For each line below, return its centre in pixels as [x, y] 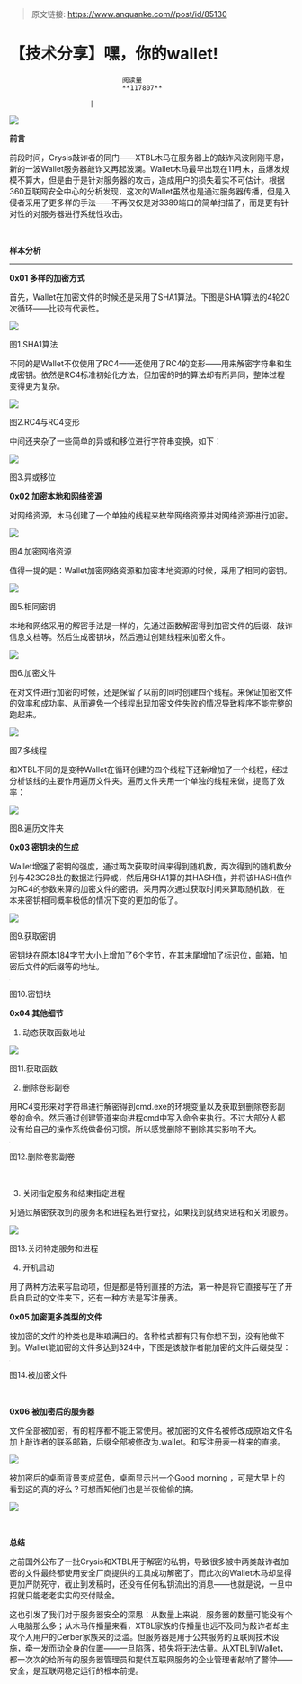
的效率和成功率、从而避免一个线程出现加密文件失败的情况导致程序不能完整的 [151, 703]
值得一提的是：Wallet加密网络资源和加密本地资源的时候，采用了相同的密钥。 [151, 570]
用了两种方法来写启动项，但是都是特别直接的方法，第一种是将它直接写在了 [147, 1286]
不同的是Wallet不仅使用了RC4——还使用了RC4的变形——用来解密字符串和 [147, 363]
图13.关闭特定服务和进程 [54, 1248]
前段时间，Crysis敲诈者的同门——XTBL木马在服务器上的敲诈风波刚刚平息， [149, 158]
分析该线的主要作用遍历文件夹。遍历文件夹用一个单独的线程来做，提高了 [143, 780]
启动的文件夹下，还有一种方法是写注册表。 [103, 1297]
